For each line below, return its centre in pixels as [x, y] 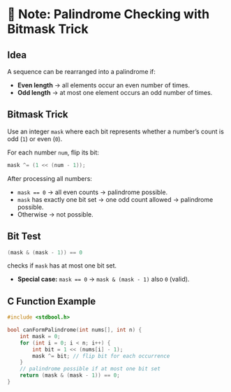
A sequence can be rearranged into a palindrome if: [81, 72]
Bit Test [24, 237]
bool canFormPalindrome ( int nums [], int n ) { [74, 330]
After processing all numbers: [50, 178]
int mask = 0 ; [40, 336]
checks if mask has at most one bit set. [62, 266]
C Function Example [52, 301]
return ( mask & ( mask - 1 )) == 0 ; [70, 376]
